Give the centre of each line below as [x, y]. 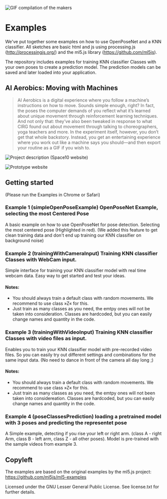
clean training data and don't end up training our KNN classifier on [73, 235]
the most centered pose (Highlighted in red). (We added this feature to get [82, 230]
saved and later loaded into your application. [51, 72]
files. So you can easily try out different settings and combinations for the [81, 355]
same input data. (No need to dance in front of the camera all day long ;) [79, 360]
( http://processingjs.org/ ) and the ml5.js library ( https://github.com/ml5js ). [81, 52]
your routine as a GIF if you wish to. [54, 147]
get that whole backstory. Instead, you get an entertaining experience [89, 137]
